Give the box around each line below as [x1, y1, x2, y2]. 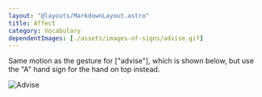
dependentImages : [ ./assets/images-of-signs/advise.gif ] [8, 34, 204, 42]
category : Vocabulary [8, 26, 81, 34]
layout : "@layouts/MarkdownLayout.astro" [8, 11, 150, 20]
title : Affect [8, 19, 56, 27]
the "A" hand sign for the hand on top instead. [8, 65, 160, 75]
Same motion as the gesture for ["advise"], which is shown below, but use [8, 56, 254, 66]
